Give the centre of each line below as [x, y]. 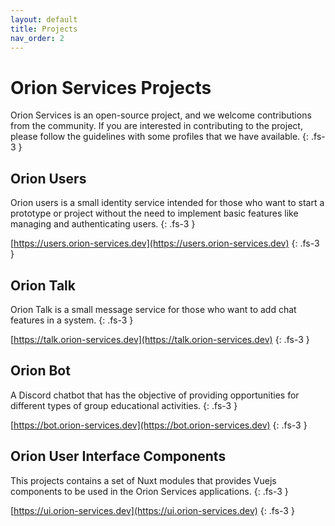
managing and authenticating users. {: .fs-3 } [103, 224]
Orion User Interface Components [118, 456]
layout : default [44, 19]
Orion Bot [40, 371]
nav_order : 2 [37, 38]
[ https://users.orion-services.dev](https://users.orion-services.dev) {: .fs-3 [165, 243]
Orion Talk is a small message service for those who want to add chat [153, 309]
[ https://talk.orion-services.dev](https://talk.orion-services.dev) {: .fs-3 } [160, 339]
